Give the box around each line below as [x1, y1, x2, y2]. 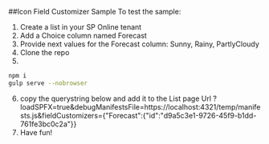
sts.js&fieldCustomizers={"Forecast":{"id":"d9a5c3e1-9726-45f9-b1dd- [19, 110, 257, 120]
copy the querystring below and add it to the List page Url [19, 94, 211, 103]
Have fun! [19, 127, 53, 137]
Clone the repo [19, 48, 70, 57]
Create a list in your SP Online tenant [19, 22, 142, 31]
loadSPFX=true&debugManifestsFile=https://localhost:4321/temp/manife [19, 102, 261, 111]
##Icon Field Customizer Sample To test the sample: [8, 7, 181, 16]
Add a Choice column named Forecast [19, 31, 147, 40]
